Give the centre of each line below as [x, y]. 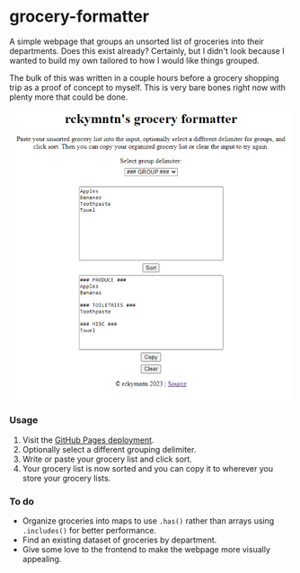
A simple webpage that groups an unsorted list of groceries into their [137, 41]
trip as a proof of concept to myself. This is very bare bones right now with [147, 87]
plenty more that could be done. [69, 97]
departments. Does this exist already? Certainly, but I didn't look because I [147, 50]
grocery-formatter [79, 17]
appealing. [42, 560]
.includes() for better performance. [89, 531]
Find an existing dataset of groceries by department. [119, 540]
